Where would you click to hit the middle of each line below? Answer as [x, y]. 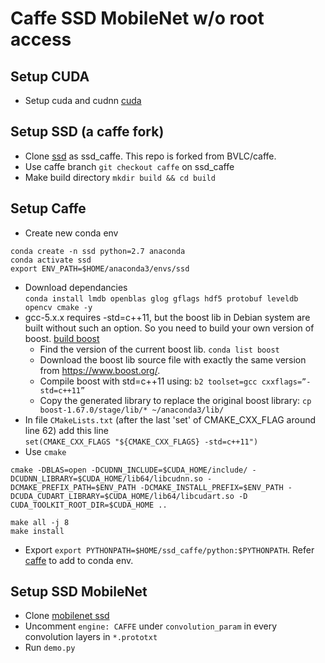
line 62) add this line [66, 430]
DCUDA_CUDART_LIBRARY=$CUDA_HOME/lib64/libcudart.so [122, 496]
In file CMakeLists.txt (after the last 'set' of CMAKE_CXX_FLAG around [170, 419]
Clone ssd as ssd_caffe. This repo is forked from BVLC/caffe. [150, 156]
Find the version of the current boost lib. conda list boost [159, 349]
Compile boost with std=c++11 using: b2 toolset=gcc [148, 381]
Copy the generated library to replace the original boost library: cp [175, 400]
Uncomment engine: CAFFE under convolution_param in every [151, 626]
